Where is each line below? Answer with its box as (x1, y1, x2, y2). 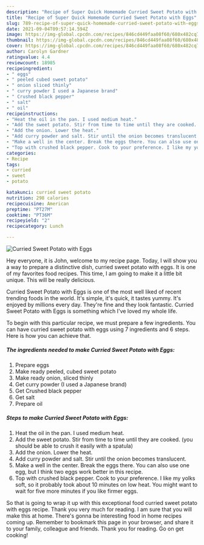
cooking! (6, 531, 29, 538)
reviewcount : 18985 (6, 60, 56, 66)
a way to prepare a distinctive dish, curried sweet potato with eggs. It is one (6, 264, 196, 270)
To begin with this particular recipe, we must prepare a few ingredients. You (6, 320, 196, 326)
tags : (6, 162, 20, 168)
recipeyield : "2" (6, 218, 50, 224)
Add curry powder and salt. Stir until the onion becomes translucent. (15, 455, 187, 462)
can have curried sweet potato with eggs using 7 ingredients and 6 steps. (6, 326, 190, 333)
